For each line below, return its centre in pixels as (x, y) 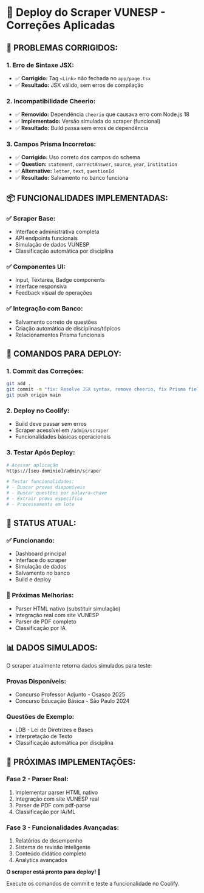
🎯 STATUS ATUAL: (41, 523)
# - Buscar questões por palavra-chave (57, 493)
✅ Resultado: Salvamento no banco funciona (72, 178)
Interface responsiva (41, 286)
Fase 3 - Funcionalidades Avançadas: (63, 827)
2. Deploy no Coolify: (38, 411)
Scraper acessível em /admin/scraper (62, 430)
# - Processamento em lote (40, 504)
